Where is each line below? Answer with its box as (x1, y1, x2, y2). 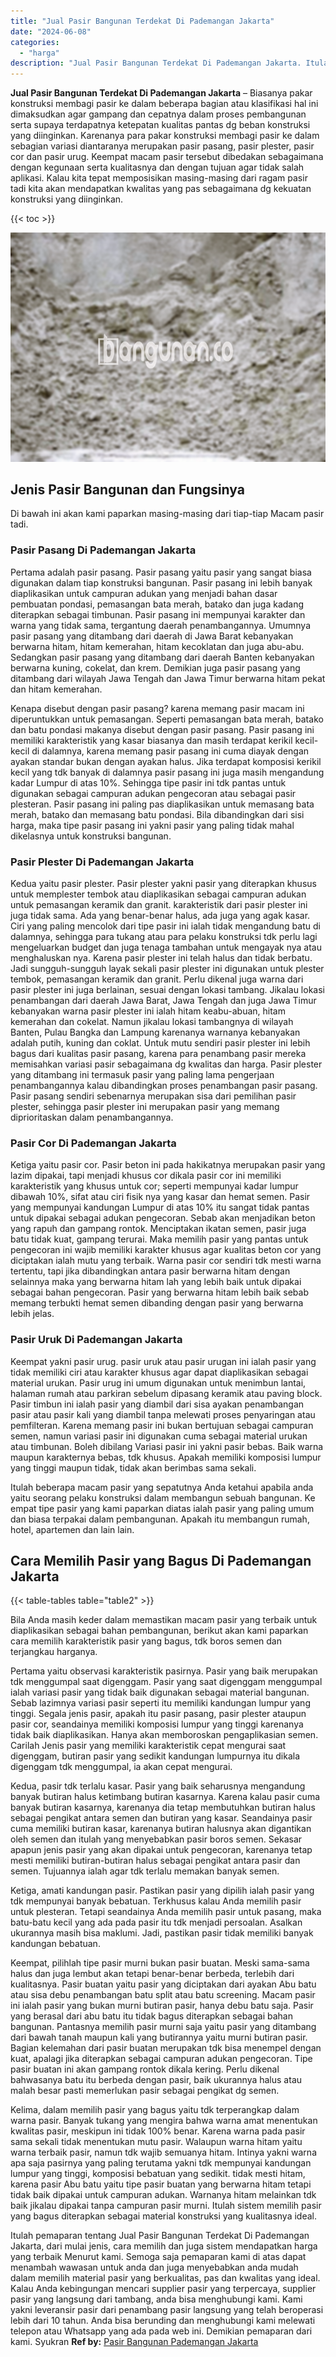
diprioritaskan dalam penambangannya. (10, 1111, 174, 1124)
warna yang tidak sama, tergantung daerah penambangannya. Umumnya (10, 619, 312, 631)
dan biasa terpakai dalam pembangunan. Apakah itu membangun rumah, (10, 1513, 310, 1525)
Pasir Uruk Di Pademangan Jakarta (10, 1333, 183, 1347)
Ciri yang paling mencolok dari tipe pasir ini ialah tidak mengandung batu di (10, 920, 321, 932)
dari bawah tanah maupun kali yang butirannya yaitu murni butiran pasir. (10, 2031, 308, 2044)
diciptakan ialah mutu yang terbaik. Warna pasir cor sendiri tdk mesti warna (10, 1255, 322, 1267)
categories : (10, 37, 60, 47)
